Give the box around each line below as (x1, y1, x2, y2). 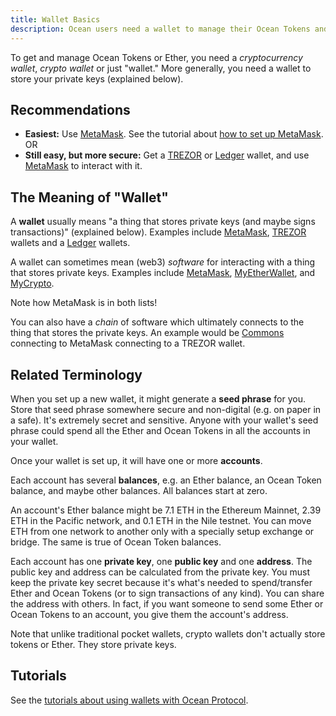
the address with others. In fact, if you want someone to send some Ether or (10, 597, 324, 610)
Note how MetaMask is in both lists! (10, 297, 158, 309)
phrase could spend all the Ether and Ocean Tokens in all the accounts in (10, 424, 311, 436)
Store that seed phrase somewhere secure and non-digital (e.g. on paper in (10, 403, 322, 415)
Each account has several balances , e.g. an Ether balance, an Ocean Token (10, 474, 322, 486)
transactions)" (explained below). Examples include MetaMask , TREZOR (10, 226, 307, 238)
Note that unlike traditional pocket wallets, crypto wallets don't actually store (10, 627, 326, 640)
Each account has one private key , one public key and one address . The (10, 555, 313, 567)
